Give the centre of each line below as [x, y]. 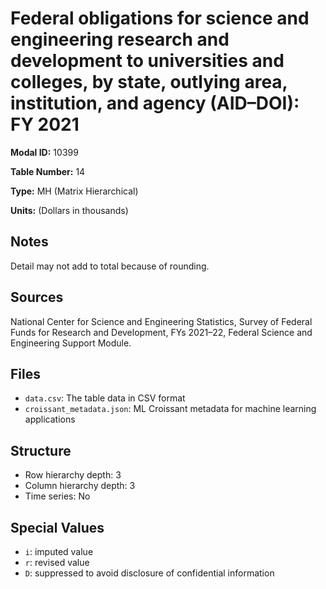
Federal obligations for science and [160, 18]
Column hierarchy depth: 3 [80, 486]
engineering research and [120, 39]
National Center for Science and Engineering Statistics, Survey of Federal [161, 321]
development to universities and [147, 61]
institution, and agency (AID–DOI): [155, 103]
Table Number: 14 [48, 171]
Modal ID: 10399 [44, 152]
